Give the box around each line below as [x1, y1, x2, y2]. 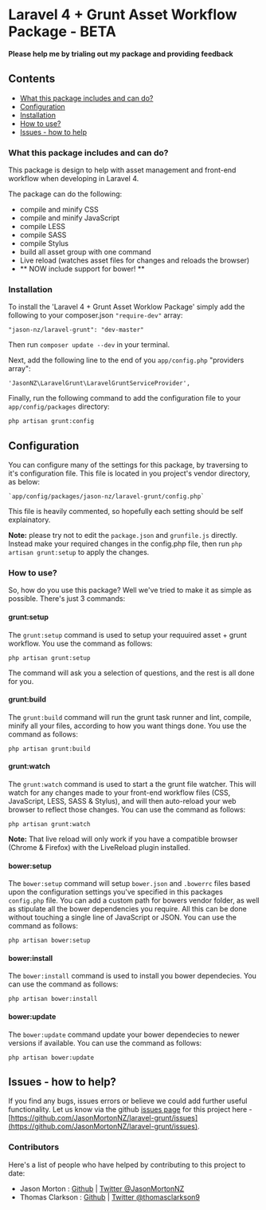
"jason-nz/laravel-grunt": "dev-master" [8, 326, 145, 334]
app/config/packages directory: [8, 401, 110, 412]
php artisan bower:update [8, 1054, 94, 1062]
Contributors [8, 1141, 60, 1153]
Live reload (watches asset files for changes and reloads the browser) [19, 255, 250, 265]
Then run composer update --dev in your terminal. [8, 340, 170, 350]
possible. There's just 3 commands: [8, 594, 126, 603]
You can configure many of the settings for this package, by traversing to [8, 461, 248, 470]
